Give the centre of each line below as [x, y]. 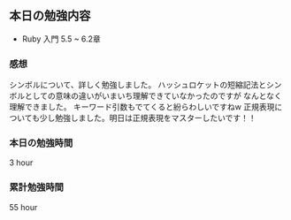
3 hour [21, 163]
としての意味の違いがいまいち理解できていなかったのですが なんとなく [153, 96]
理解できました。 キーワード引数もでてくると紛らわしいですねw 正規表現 [142, 107]
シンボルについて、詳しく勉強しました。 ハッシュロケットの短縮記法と [138, 85]
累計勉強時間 [37, 187]
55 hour [23, 207]
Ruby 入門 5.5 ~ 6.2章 [61, 39]
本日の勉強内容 [50, 16]
